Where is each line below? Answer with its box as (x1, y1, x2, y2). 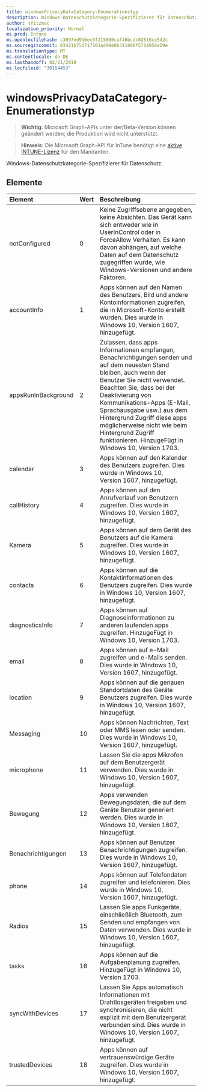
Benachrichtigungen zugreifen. (99, 846, 188, 854)
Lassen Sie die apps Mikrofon (99, 751, 183, 759)
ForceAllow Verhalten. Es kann (99, 236, 186, 244)
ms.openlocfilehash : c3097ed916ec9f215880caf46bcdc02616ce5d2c (6, 37, 168, 43)
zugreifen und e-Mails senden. (99, 653, 188, 662)
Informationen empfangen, (99, 346, 176, 354)
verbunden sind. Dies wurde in (99, 1021, 186, 1029)
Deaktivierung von (99, 391, 151, 399)
